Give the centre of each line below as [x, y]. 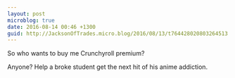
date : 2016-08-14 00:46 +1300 [52, 27]
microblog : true [31, 20]
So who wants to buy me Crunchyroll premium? [76, 53]
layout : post [26, 14]
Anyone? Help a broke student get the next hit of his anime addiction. [108, 67]
